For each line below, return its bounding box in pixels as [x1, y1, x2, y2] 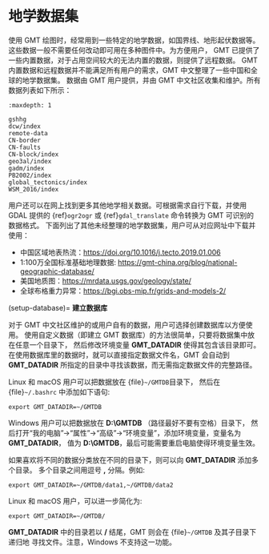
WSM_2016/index [8, 185, 59, 193]
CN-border [8, 136, 42, 144]
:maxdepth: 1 [8, 101, 52, 109]
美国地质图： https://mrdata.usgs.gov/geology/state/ [19, 275, 192, 285]
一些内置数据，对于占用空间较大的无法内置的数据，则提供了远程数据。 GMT [8, 55, 259, 65]
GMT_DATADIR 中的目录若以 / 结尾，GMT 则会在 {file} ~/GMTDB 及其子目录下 [8, 527, 257, 536]
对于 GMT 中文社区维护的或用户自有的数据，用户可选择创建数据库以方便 [8, 319, 247, 329]
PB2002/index [8, 171, 52, 179]
